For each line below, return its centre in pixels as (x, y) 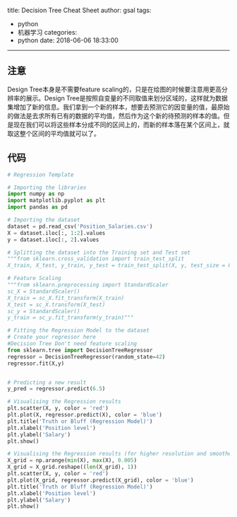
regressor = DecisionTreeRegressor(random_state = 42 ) (86, 356)
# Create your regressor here (52, 337)
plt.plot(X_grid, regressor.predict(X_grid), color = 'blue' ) (101, 480)
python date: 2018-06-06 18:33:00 (68, 40)
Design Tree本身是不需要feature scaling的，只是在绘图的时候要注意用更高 (115, 89)
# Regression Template (41, 175)
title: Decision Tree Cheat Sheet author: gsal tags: (79, 10)
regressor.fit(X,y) (36, 364)
